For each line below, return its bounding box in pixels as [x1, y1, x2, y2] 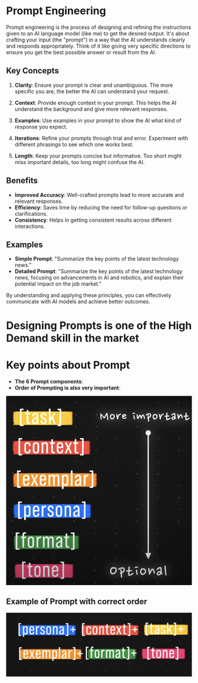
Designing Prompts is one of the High [6, 318, 192, 332]
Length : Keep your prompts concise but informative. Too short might [14, 152, 182, 159]
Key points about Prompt [6, 358, 130, 372]
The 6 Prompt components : [14, 377, 84, 385]
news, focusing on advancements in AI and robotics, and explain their [14, 274, 184, 281]
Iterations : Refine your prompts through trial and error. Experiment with [14, 134, 189, 142]
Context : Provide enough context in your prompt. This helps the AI [14, 99, 177, 106]
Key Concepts [6, 66, 59, 76]
